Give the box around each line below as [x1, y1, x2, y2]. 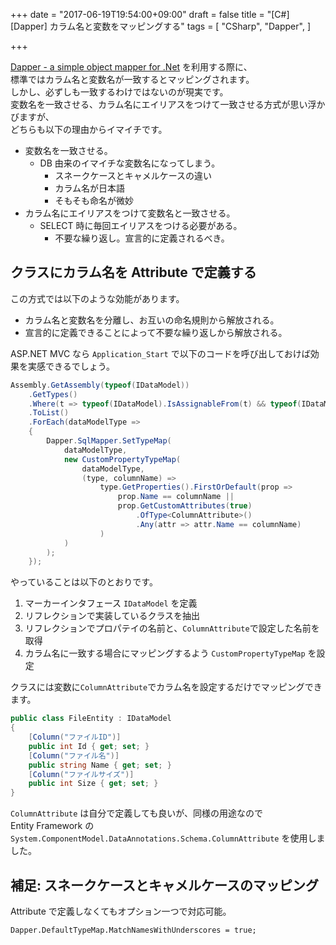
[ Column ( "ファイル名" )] [28, 750, 120, 761]
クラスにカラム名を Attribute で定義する [10, 264, 257, 281]
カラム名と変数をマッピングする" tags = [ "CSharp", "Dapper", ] [49, 20, 311, 32]
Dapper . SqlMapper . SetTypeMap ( [46, 436, 172, 446]
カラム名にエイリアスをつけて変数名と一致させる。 [24, 207, 236, 219]
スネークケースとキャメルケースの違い [54, 170, 212, 181]
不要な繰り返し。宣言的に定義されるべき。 [54, 232, 230, 244]
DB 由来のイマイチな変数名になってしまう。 [39, 157, 221, 169]
